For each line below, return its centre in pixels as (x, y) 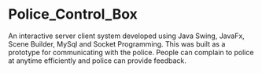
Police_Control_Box (73, 14)
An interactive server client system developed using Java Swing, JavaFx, (127, 36)
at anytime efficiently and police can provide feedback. (98, 61)
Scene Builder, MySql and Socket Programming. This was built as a (117, 43)
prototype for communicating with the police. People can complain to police (131, 52)
